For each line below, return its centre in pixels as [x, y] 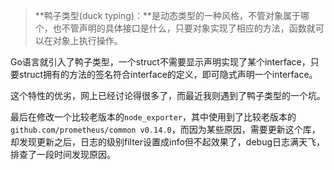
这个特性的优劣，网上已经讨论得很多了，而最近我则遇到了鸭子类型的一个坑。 [168, 95]
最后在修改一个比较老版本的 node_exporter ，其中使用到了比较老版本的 [153, 117]
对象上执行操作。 [87, 40]
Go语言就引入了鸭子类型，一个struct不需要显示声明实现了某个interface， [160, 62]
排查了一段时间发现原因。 [63, 154]
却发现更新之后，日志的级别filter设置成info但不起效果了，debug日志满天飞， [168, 142]
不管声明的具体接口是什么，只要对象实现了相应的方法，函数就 [188, 28]
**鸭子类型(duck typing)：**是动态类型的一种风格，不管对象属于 [168, 15]
